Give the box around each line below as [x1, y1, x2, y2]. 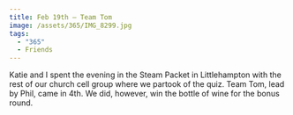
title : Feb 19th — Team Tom [9, 12, 113, 22]
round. [9, 97, 34, 108]
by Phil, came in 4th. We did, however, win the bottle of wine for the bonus [9, 89, 280, 99]
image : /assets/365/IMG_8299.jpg [9, 21, 132, 30]
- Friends [17, 46, 53, 54]
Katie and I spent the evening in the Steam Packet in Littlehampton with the [9, 69, 282, 80]
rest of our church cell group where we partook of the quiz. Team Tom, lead [9, 79, 285, 90]
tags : [9, 29, 29, 38]
